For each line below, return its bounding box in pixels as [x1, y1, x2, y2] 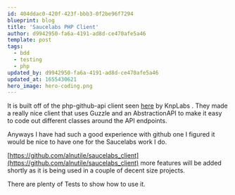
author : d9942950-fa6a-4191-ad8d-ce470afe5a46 [7, 30, 146, 37]
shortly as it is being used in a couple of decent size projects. [7, 166, 185, 175]
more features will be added [140, 159, 222, 168]
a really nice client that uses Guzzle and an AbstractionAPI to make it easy [7, 109, 222, 118]
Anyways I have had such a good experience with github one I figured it [7, 130, 215, 139]
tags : [7, 43, 23, 50]
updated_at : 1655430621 [7, 75, 77, 83]
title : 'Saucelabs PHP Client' [7, 23, 99, 30]
